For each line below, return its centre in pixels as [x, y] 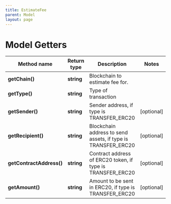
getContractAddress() [35, 163]
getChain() [21, 79]
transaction [103, 97]
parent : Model [20, 15]
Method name [35, 64]
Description [112, 64]
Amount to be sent [111, 181]
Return [76, 61]
